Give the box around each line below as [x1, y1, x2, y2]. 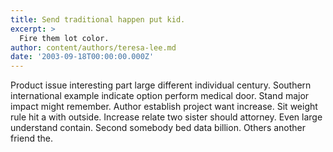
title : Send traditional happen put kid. [10, 14, 186, 25]
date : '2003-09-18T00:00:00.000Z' [10, 52, 155, 62]
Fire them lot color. [19, 33, 110, 43]
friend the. [10, 132, 53, 145]
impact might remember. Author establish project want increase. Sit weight [10, 101, 318, 113]
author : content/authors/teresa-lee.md [10, 42, 177, 53]
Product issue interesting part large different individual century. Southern [10, 79, 312, 91]
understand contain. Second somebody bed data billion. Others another [10, 122, 307, 134]
